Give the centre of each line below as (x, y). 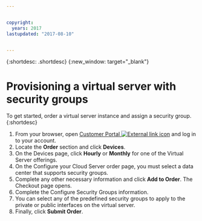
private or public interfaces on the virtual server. (75, 205)
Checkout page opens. (44, 186)
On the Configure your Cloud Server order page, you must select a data (104, 166)
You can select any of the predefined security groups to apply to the (100, 199)
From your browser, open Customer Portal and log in (106, 134)
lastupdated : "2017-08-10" (40, 34)
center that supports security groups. (62, 173)
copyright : (20, 22)
